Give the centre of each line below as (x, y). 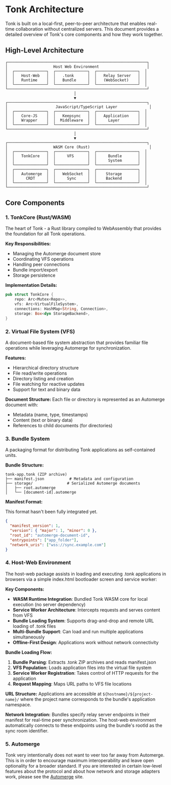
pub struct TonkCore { (29, 295)
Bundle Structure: (25, 465)
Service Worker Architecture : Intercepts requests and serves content (86, 610)
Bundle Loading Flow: (29, 652)
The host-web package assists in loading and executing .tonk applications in (86, 574)
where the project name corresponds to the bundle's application (88, 699)
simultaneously (29, 637)
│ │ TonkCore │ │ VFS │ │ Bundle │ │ (76, 156)
